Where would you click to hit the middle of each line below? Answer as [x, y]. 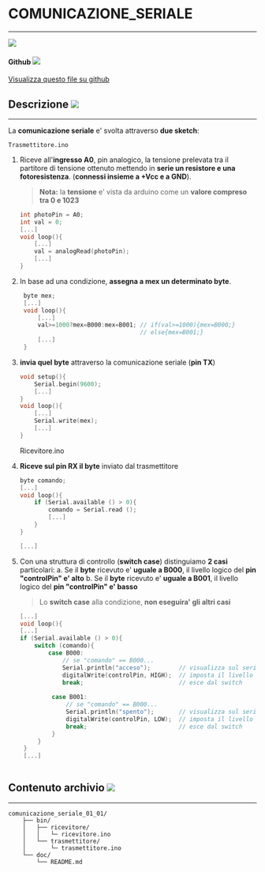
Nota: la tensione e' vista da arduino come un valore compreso [143, 191]
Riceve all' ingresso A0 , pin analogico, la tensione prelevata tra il [124, 160]
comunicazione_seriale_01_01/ [58, 813]
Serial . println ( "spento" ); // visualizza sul [152, 712]
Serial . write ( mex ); [66, 421]
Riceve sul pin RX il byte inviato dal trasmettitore [99, 466]
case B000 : [66, 653]
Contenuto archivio [56, 788]
